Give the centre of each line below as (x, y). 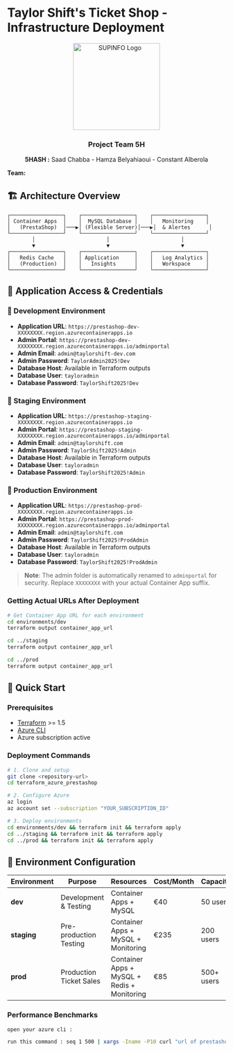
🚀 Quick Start (36, 688)
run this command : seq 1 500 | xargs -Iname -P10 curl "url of (102, 1042)
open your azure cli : (40, 1029)
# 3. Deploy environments (44, 821)
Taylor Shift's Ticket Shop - (87, 13)
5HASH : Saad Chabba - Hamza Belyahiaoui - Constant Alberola (116, 160)
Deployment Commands (49, 756)
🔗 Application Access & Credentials (85, 291)
